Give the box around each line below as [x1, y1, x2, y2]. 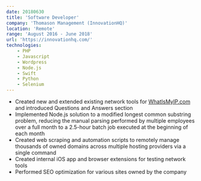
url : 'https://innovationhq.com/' [6, 37, 93, 43]
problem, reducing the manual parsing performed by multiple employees [14, 117, 195, 124]
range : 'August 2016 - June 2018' [6, 31, 93, 37]
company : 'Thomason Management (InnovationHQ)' [6, 20, 128, 26]
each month [14, 130, 45, 137]
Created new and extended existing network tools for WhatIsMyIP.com [14, 98, 191, 105]
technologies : [6, 43, 42, 49]
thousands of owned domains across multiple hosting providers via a [14, 143, 187, 150]
